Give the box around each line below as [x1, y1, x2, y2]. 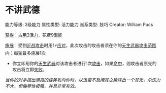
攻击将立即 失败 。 [12, 67, 47, 72]
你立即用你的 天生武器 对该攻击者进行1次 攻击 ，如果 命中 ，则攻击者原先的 [12, 60, 157, 66]
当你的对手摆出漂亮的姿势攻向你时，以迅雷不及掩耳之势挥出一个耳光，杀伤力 [5, 77, 161, 83]
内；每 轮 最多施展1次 [5, 50, 46, 56]
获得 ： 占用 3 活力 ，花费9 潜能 [5, 32, 63, 38]
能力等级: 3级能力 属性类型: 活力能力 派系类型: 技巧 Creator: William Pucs [5, 22, 153, 27]
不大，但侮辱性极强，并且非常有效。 [5, 83, 79, 89]
